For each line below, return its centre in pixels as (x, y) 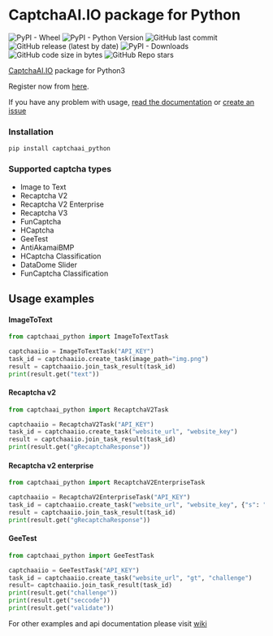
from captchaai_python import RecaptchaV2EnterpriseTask (107, 483)
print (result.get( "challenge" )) (63, 593)
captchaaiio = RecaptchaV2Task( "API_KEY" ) (81, 425)
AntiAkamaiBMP (47, 247)
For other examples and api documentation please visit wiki (108, 623)
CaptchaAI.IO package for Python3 (67, 70)
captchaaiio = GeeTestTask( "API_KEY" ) (74, 570)
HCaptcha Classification (61, 256)
